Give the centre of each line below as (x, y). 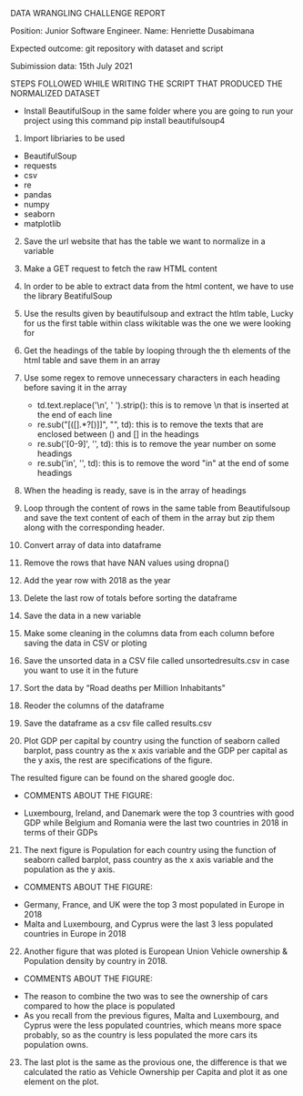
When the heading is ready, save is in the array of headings (135, 490)
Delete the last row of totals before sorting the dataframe (130, 598)
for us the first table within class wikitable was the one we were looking (157, 323)
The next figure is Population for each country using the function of (150, 850)
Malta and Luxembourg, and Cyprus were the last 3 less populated (148, 924)
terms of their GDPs (61, 832)
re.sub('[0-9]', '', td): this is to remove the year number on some (157, 444)
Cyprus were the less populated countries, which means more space (152, 1025)
